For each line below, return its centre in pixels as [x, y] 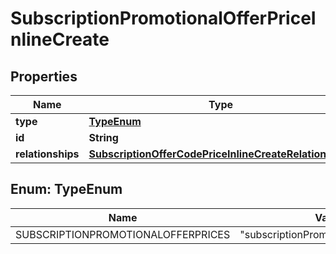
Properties [44, 76]
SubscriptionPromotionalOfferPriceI [163, 18]
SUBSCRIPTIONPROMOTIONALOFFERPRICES [123, 234]
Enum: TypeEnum [66, 189]
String [103, 137]
